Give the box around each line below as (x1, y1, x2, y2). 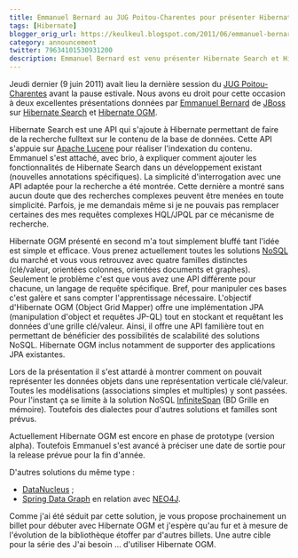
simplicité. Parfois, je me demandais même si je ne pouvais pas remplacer (9, 200, 279, 210)
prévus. (9, 414, 37, 424)
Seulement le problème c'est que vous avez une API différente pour (9, 274, 256, 284)
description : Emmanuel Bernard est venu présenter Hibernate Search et (9, 54, 279, 63)
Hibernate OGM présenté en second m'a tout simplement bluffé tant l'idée (9, 236, 279, 246)
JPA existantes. (9, 349, 66, 360)
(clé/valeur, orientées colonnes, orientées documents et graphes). (9, 264, 251, 275)
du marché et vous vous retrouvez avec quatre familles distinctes (9, 255, 248, 265)
